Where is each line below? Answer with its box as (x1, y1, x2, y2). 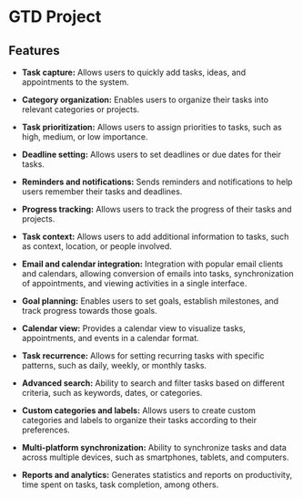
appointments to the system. (21, 77, 129, 88)
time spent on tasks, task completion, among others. (21, 479, 219, 490)
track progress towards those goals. (21, 306, 158, 316)
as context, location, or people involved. (21, 241, 172, 252)
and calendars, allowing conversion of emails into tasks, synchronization (21, 268, 295, 279)
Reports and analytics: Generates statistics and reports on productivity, (21, 470, 293, 480)
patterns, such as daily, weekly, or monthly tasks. (21, 360, 207, 370)
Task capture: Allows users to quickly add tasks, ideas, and (21, 67, 247, 78)
